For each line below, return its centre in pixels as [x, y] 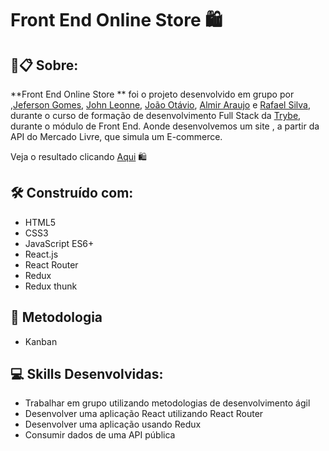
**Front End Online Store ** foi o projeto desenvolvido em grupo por [152, 94]
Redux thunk [51, 286]
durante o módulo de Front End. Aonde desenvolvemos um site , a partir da [165, 126]
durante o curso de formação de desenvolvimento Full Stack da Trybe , [156, 115]
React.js [41, 254]
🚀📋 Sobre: [44, 65]
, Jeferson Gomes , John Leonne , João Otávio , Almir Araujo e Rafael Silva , [160, 105]
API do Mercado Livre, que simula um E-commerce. [116, 136]
